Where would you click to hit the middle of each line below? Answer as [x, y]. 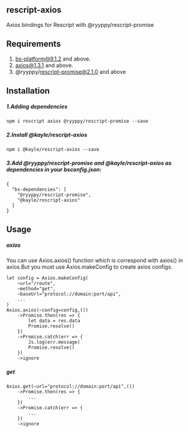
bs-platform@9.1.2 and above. [53, 59]
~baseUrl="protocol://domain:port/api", [69, 294]
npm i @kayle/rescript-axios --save [53, 149]
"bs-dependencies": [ [39, 189]
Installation [28, 91]
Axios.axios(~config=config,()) [47, 310]
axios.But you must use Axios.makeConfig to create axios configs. [89, 267]
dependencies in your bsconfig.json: [54, 169]
